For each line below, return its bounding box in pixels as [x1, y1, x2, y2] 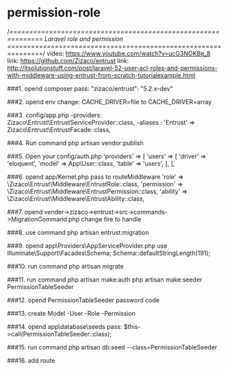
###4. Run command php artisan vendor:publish [7, 138, 144, 147]
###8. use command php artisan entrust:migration [7, 228, 149, 236]
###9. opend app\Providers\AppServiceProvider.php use [7, 241, 168, 249]
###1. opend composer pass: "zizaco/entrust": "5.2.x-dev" [7, 84, 173, 92]
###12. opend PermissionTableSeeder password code [7, 296, 160, 304]
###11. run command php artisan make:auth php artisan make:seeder [7, 275, 203, 284]
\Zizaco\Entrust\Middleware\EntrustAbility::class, [7, 194, 145, 203]
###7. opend [7, 208, 43, 216]
